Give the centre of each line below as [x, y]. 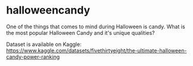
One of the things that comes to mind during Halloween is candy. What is [96, 27]
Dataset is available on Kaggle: [44, 44]
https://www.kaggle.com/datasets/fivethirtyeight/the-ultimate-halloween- [96, 50]
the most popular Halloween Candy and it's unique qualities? [80, 32]
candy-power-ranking [33, 57]
